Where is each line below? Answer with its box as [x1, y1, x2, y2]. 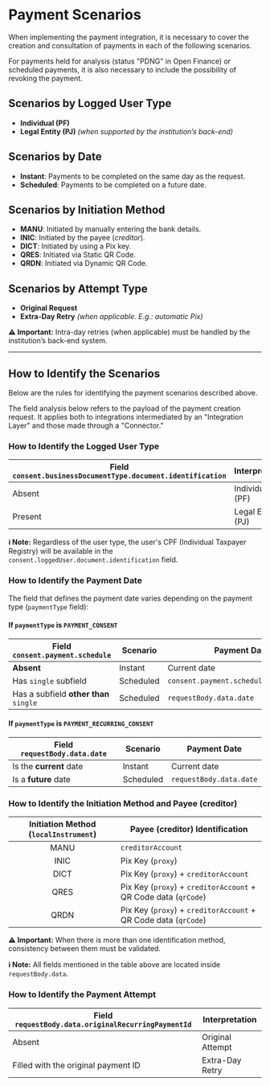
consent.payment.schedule [12, 650, 112, 660]
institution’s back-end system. [8, 336, 108, 346]
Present [12, 511, 42, 523]
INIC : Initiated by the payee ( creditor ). [19, 233, 145, 243]
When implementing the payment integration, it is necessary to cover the [8, 32, 249, 42]
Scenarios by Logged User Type [8, 96, 172, 110]
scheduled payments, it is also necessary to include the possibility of [8, 64, 237, 74]
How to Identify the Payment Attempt [8, 989, 157, 1000]
